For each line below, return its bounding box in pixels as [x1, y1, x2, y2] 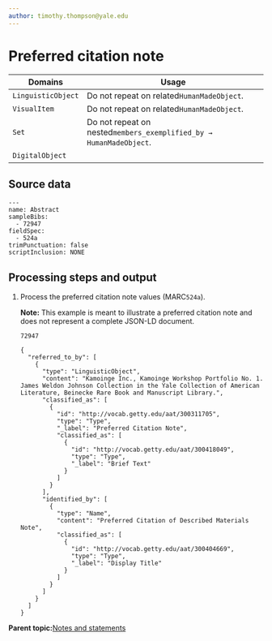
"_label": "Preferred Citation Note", [56, 424, 188, 432]
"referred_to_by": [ [28, 354, 97, 362]
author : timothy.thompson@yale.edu [8, 11, 129, 20]
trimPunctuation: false [8, 241, 89, 250]
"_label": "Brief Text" [71, 460, 151, 468]
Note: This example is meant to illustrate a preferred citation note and [19, 308, 253, 317]
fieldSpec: [8, 227, 45, 235]
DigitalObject [12, 151, 67, 160]
